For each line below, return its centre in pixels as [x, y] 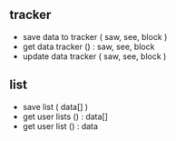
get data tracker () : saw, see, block [88, 46]
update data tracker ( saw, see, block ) [94, 56]
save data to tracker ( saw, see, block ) [95, 36]
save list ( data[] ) [55, 106]
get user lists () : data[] [65, 116]
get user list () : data [60, 126]
